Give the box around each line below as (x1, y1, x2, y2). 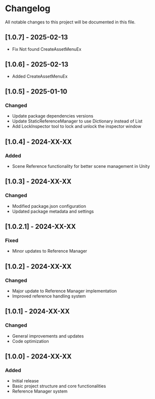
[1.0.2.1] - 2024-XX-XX (5, 222, 76, 231)
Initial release (12, 378, 39, 384)
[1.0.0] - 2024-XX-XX (5, 352, 72, 361)
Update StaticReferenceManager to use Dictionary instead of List (12, 118, 143, 124)
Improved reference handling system (12, 293, 86, 299)
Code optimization (12, 338, 49, 344)
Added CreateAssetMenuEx (12, 73, 68, 79)
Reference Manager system (12, 388, 68, 394)
